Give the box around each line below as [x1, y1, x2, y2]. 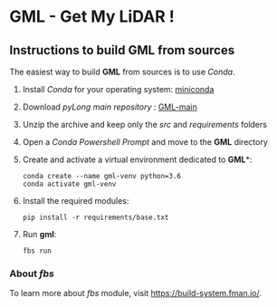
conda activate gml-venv [22, 179, 117, 188]
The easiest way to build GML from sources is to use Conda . [9, 66, 235, 77]
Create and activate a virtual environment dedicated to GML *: [22, 154, 253, 165]
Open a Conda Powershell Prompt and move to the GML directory [22, 137, 269, 147]
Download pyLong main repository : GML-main [22, 101, 197, 112]
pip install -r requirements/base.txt [22, 213, 169, 222]
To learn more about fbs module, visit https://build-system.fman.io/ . [9, 288, 263, 299]
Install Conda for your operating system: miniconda [22, 84, 215, 94]
